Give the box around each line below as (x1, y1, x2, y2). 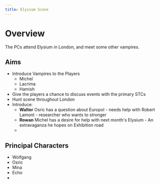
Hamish (19, 86, 35, 92)
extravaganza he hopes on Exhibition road (19, 122, 104, 128)
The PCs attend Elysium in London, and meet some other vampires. (5, 44, 140, 50)
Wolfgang (12, 154, 32, 160)
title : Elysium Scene (5, 7, 49, 12)
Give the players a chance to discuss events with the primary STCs (12, 92, 146, 97)
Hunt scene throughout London (12, 96, 75, 102)
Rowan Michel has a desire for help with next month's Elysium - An (19, 117, 154, 123)
